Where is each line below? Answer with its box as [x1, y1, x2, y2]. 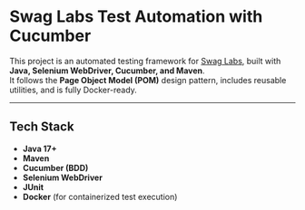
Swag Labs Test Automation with [9, 6, 263, 27]
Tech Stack [9, 119, 74, 135]
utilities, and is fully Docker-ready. [9, 84, 138, 95]
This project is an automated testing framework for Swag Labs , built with [9, 55, 281, 66]
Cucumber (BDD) [22, 162, 89, 173]
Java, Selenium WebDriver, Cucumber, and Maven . [9, 65, 206, 76]
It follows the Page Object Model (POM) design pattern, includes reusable [9, 74, 287, 85]
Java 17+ [22, 143, 57, 154]
